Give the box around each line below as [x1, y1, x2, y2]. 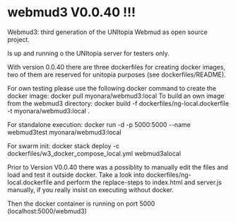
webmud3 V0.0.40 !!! [7, 4, 136, 21]
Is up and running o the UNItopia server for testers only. [7, 49, 170, 57]
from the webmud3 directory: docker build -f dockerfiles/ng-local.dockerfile [7, 99, 230, 107]
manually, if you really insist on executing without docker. [7, 185, 175, 194]
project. [7, 35, 30, 43]
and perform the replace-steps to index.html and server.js [54, 178, 223, 187]
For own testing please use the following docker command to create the [7, 84, 217, 92]
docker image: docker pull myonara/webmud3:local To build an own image [7, 91, 225, 100]
